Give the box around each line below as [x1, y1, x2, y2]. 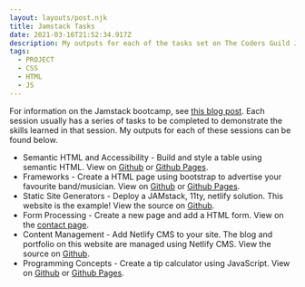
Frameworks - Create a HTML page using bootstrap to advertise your [22, 171, 282, 182]
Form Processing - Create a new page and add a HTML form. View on [22, 209, 284, 220]
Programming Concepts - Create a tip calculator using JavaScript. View [22, 257, 290, 268]
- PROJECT [17, 55, 54, 64]
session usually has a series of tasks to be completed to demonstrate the [9, 115, 283, 126]
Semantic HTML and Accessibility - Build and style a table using [22, 151, 262, 163]
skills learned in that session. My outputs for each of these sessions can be [9, 124, 291, 136]
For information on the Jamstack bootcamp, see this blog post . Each [9, 105, 265, 116]
